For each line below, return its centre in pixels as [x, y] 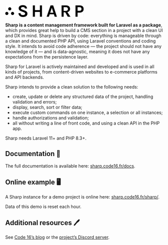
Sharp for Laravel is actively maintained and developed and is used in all [80, 66]
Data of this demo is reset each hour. [43, 206]
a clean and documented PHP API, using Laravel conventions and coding [80, 41]
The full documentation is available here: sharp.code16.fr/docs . [70, 166]
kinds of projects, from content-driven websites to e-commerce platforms [81, 72]
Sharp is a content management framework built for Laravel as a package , [84, 25]
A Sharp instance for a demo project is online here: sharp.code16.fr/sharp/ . [82, 196]
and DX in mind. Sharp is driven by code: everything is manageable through [83, 35]
